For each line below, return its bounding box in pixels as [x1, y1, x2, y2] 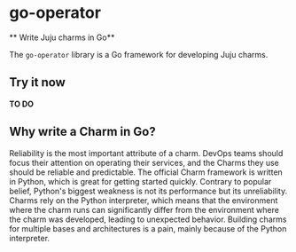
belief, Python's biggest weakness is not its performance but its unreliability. [9, 185, 288, 196]
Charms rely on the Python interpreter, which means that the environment [9, 194, 278, 206]
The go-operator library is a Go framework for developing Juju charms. [9, 49, 269, 59]
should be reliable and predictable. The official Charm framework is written [9, 167, 284, 177]
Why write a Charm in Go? [9, 124, 157, 139]
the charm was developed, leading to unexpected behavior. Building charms [9, 214, 287, 224]
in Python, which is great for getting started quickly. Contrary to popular [9, 176, 272, 186]
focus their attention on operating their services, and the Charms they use [9, 157, 279, 168]
